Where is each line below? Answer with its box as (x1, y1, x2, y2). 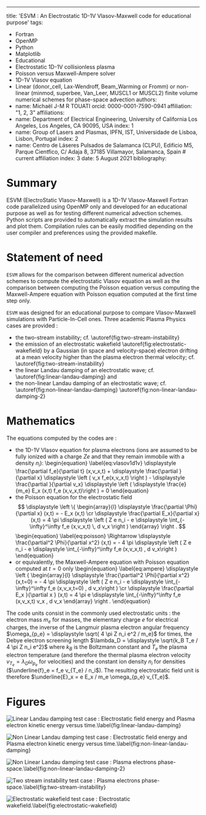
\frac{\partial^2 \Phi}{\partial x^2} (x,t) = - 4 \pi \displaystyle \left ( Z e (15, 539, 192, 546)
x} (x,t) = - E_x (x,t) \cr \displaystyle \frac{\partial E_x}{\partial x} (37, 509, 200, 517)
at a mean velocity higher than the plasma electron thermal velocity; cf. (15, 353, 195, 361)
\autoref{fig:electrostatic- (121, 340, 187, 348)
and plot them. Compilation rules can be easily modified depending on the (6, 222, 193, 230)
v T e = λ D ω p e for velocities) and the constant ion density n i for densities (6, 658, 186, 668)
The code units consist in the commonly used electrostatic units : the (6, 609, 181, 617)
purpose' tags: (6, 19, 44, 26)
